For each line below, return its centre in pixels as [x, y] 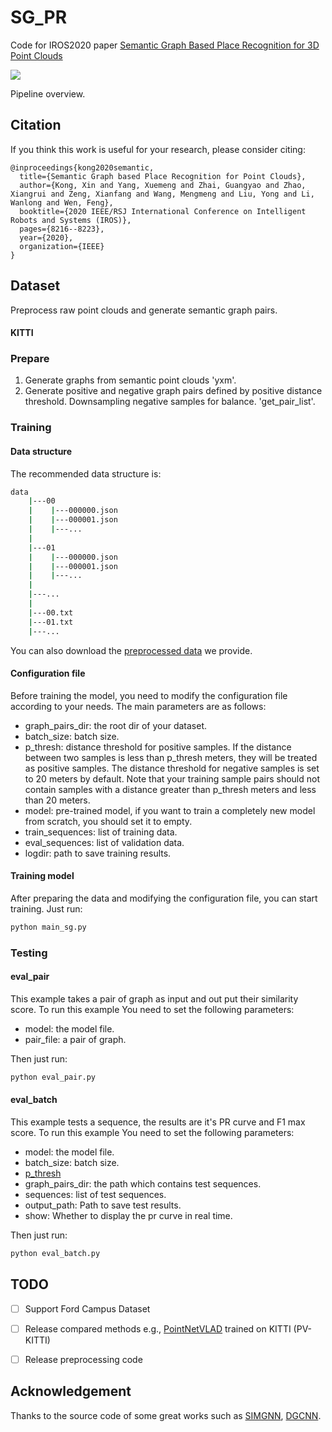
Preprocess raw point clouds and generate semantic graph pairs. [144, 310]
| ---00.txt [51, 612]
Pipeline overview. [48, 93]
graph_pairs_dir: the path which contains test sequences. [143, 1184]
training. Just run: [46, 908]
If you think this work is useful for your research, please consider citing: [158, 149]
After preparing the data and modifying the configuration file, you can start [164, 898]
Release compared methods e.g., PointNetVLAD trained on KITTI [158, 1328]
